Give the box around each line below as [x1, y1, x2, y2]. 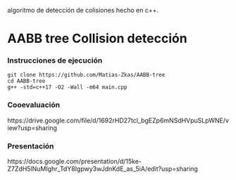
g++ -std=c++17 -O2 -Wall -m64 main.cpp [7, 84, 128, 91]
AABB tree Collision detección [7, 31, 188, 46]
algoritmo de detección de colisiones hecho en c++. [7, 6, 159, 14]
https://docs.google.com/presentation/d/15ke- [7, 157, 142, 166]
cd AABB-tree [7, 77, 46, 85]
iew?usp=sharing [7, 123, 58, 132]
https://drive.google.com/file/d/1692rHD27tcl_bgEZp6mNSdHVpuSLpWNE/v [7, 116, 229, 124]
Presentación [7, 141, 54, 150]
